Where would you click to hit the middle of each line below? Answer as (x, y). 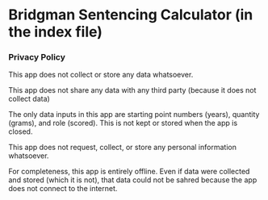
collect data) (29, 99)
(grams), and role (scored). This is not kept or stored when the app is (123, 123)
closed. (21, 131)
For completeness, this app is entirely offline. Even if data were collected (129, 172)
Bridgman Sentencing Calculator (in (131, 15)
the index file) (56, 32)
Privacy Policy (37, 57)
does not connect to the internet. (63, 189)
